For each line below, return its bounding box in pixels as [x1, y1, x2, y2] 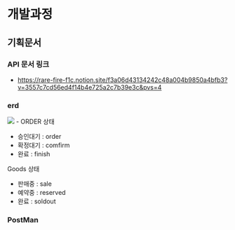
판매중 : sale [17, 180, 53, 188]
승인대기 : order [17, 133, 62, 141]
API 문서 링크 [7, 59, 50, 69]
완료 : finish [17, 150, 51, 158]
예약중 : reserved [17, 189, 66, 197]
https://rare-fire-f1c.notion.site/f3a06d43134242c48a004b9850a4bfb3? [17, 75, 228, 84]
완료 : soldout [17, 197, 56, 205]
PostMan [7, 215, 39, 225]
